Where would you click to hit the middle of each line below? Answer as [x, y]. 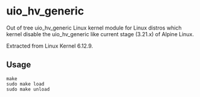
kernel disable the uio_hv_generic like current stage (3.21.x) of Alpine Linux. [100, 34]
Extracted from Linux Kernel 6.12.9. [50, 46]
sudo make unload [28, 89]
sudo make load [25, 84]
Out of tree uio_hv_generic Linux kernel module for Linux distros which [94, 28]
